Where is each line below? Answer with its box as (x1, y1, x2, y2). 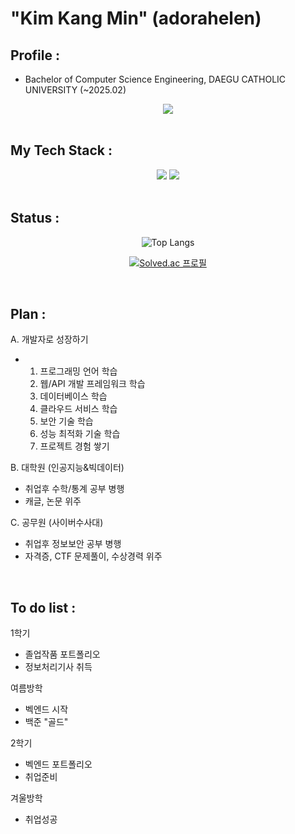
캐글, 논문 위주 (24, 495, 82, 507)
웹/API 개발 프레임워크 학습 (39, 378, 146, 390)
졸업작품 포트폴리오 (24, 648, 101, 661)
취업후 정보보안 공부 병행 (24, 538, 122, 550)
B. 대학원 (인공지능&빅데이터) (10, 462, 125, 474)
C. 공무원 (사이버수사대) (10, 517, 104, 529)
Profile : (10, 47, 60, 64)
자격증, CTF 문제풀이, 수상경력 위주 (24, 550, 163, 562)
